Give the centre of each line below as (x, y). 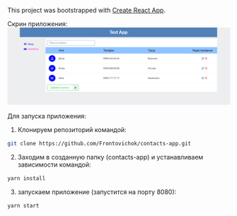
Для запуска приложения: (47, 116)
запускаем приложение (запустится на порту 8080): (97, 192)
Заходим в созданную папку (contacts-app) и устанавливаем (110, 157)
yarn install (27, 179)
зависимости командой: (54, 164)
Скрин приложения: (37, 24)
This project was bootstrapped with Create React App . (87, 10)
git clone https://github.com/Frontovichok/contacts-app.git (99, 144)
